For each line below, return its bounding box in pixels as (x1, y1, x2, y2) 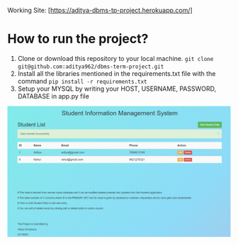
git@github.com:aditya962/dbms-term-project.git (17, 63, 164, 70)
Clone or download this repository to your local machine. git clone (17, 54, 214, 62)
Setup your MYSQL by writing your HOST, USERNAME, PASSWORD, (17, 84, 217, 93)
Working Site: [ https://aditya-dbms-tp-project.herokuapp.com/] (7, 6, 193, 14)
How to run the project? (7, 31, 149, 47)
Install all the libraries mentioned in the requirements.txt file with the (17, 69, 216, 77)
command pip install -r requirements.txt (17, 77, 147, 85)
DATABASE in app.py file (17, 91, 90, 100)
